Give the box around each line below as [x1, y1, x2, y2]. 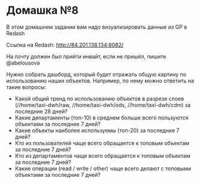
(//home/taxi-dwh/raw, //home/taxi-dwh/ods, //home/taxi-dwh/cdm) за [14, 101, 191, 108]
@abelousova [6, 59, 40, 66]
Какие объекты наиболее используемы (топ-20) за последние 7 [14, 127, 180, 134]
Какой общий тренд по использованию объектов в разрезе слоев [14, 95, 184, 102]
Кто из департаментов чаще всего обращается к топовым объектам [14, 152, 190, 159]
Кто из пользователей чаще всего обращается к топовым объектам [14, 139, 190, 146]
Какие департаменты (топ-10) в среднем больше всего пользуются [14, 114, 189, 121]
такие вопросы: [6, 83, 47, 90]
